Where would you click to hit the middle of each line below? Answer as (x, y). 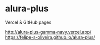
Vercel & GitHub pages (28, 22)
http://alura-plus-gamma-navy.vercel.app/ (48, 32)
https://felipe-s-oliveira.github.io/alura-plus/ (50, 37)
